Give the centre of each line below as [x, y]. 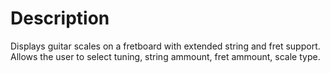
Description [60, 18]
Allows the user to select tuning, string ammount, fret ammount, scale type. [165, 56]
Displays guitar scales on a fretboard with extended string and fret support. [165, 46]
